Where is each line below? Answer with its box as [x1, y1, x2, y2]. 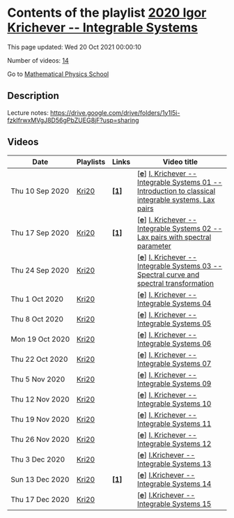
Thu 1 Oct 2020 [10, 294, 64, 304]
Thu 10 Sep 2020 [10, 186, 70, 196]
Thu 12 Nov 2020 [10, 394, 70, 404]
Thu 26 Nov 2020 [10, 434, 70, 444]
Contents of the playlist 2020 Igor [7, 5, 207, 21]
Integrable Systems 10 [136, 399, 212, 409]
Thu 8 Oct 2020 [10, 314, 64, 323]
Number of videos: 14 [7, 56, 70, 64]
